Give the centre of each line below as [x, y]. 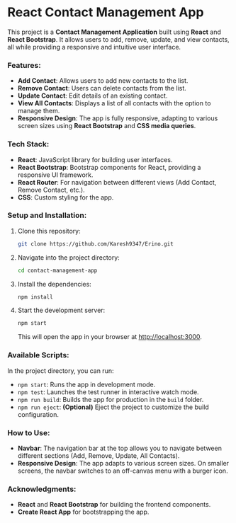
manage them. [39, 111]
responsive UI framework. [55, 175]
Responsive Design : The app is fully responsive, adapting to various [118, 118]
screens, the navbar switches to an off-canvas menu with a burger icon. [123, 471]
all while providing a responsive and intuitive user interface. [94, 47]
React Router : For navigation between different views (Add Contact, [117, 182]
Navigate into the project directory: [69, 257]
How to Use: [29, 432]
